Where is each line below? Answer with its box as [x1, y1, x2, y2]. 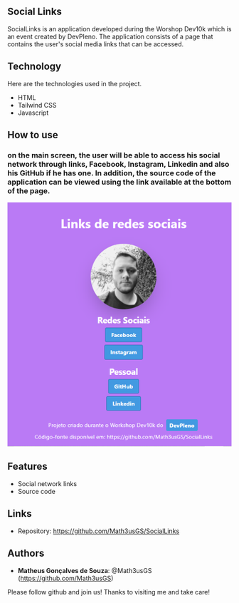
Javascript [17, 108, 49, 117]
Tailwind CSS [17, 100, 57, 109]
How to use [7, 129, 58, 141]
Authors [7, 547, 45, 560]
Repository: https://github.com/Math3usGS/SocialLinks [17, 527, 180, 535]
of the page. [7, 185, 51, 195]
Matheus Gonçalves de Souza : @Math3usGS [17, 566, 152, 574]
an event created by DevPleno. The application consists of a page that [7, 32, 213, 41]
